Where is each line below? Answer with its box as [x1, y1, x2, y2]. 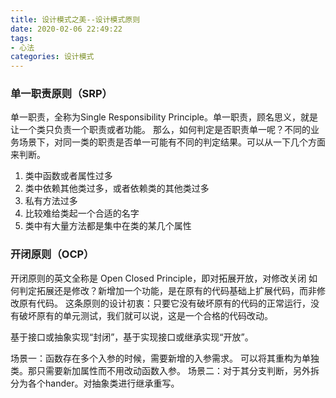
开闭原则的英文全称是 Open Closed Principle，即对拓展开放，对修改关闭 [10, 272, 307, 284]
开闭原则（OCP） [10, 247, 95, 261]
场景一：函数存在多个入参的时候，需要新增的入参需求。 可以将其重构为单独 [10, 352, 320, 364]
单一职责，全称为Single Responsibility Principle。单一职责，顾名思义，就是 [10, 111, 319, 123]
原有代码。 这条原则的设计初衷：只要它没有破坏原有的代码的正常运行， [18, 297, 311, 309]
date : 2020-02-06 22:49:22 [10, 24, 123, 34]
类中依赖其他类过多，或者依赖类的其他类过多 [24, 182, 210, 195]
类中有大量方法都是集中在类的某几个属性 [24, 220, 192, 232]
